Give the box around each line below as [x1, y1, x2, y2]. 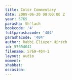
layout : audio [5, 53, 35, 59]
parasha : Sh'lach [5, 21, 41, 26]
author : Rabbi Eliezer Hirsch [5, 40, 68, 45]
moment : [5, 58, 21, 63]
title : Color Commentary [5, 7, 56, 12]
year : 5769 [5, 16, 28, 21]
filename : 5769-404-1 [5, 49, 50, 54]
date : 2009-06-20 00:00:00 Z [5, 12, 65, 17]
